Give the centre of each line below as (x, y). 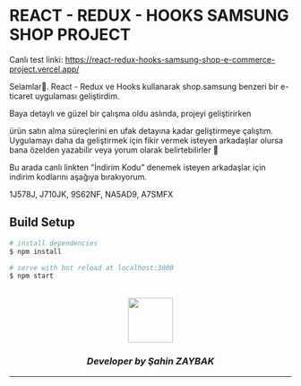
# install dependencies (54, 243)
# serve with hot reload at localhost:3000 (92, 268)
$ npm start (31, 276)
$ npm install (36, 251)
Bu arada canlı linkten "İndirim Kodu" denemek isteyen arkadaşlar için (138, 167)
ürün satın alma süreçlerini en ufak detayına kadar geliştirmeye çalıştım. (141, 130)
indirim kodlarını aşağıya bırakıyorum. (78, 177)
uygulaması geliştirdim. (77, 96)
